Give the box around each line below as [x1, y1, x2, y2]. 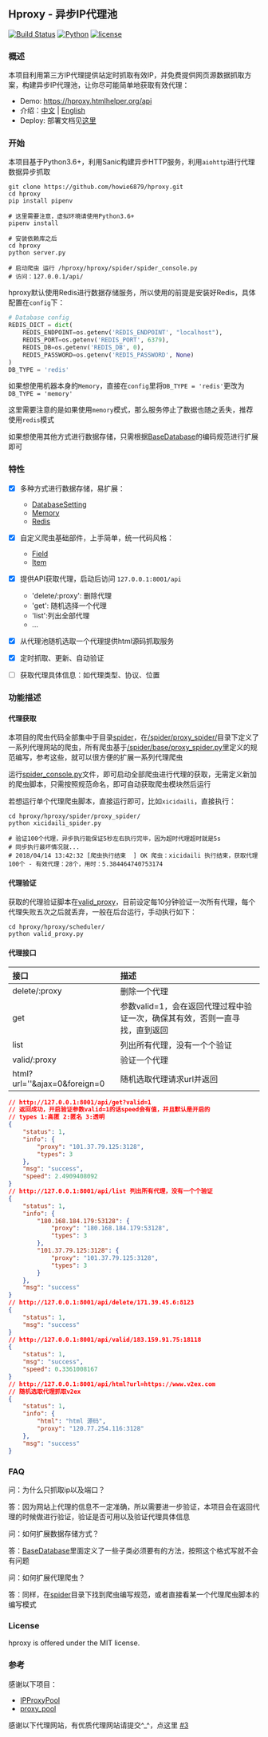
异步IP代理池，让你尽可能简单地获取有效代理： [35, 81, 190, 90]
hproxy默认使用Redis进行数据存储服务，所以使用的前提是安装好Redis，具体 [8, 288, 257, 298]
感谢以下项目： [8, 1679, 57, 1689]
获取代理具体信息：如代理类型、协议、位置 [19, 670, 160, 680]
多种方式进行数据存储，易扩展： [19, 484, 125, 493]
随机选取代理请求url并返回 [120, 1073, 219, 1084]
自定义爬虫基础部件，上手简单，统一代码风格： [19, 533, 174, 543]
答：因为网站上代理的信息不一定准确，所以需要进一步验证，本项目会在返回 [8, 1502, 253, 1511]
